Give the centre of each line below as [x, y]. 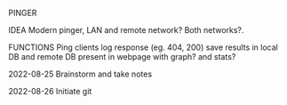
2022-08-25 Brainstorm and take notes [80, 74]
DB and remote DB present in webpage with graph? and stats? [122, 57]
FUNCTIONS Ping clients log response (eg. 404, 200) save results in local [143, 47]
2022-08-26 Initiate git [50, 91]
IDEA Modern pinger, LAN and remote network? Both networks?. [126, 30]
